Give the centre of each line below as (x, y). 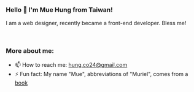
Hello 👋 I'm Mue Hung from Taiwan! (59, 10)
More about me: (30, 51)
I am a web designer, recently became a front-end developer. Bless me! (96, 23)
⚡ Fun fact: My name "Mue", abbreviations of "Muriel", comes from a (101, 74)
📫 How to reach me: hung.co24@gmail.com (71, 64)
